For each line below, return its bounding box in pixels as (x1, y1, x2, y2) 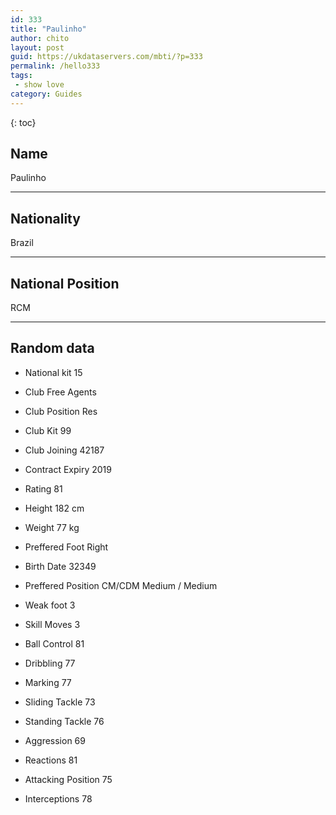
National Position (10, 275, 120, 292)
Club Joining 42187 (24, 444, 105, 456)
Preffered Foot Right (24, 541, 109, 553)
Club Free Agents (24, 386, 97, 398)
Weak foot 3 (24, 599, 76, 611)
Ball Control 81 (24, 637, 85, 650)
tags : (10, 71, 33, 81)
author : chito (10, 33, 70, 43)
